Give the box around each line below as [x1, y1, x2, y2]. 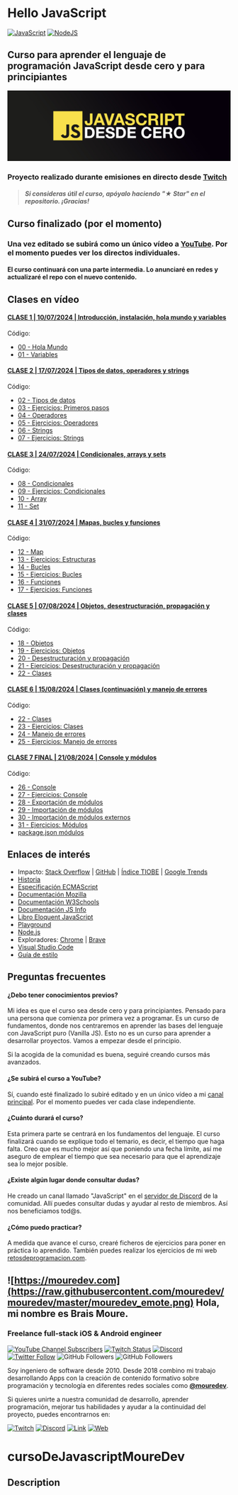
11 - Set [17, 502, 40, 511]
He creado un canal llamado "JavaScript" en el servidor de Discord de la [7, 1191, 218, 1200]
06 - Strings [17, 426, 53, 434]
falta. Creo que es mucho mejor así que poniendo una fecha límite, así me [7, 1144, 222, 1153]
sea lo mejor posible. [7, 1160, 69, 1168]
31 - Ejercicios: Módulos [17, 821, 89, 829]
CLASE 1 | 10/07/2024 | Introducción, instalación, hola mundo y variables [7, 313, 227, 322]
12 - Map [17, 548, 44, 556]
